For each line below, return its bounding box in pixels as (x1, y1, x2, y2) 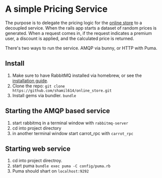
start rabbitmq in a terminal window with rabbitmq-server (12, 120, 129, 126)
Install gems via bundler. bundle (12, 92, 76, 98)
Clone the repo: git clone (12, 83, 65, 89)
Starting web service (5, 144, 70, 153)
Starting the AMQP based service (5, 107, 110, 115)
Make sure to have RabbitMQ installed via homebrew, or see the (12, 72, 142, 78)
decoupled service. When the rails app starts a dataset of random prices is (5, 25, 157, 31)
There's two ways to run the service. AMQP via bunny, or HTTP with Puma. (5, 45, 158, 51)
